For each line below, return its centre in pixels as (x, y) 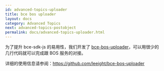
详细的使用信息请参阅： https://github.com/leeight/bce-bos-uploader (75, 63)
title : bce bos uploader (31, 14)
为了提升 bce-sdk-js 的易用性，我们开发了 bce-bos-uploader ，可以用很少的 (82, 47)
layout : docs (19, 19)
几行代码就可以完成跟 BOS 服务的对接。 (45, 53)
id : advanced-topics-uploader (36, 10)
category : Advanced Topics (33, 23)
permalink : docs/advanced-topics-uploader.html (55, 32)
